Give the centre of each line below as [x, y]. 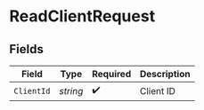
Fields [27, 49]
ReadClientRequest [82, 16]
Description [165, 74]
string [71, 90]
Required [112, 74]
